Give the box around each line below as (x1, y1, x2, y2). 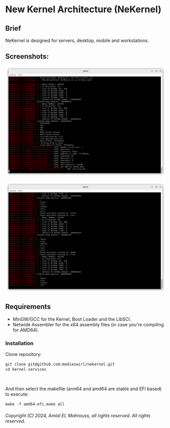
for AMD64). (12, 327, 39, 333)
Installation (5, 340, 34, 347)
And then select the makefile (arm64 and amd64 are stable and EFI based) (5, 386, 162, 392)
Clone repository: (5, 351, 42, 357)
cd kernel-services (5, 367, 47, 372)
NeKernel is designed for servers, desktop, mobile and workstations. (5, 37, 149, 43)
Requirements (5, 302, 51, 311)
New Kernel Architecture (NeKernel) (5, 4, 162, 15)
